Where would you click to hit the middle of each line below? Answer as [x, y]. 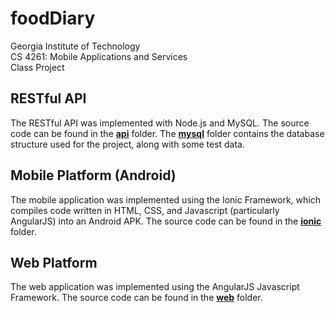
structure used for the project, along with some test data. [128, 144]
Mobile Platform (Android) [93, 175]
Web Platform [54, 262]
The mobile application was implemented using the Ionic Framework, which [165, 199]
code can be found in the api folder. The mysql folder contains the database [167, 133]
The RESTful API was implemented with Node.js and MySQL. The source [160, 123]
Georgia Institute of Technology [75, 46]
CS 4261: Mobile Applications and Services [99, 56]
